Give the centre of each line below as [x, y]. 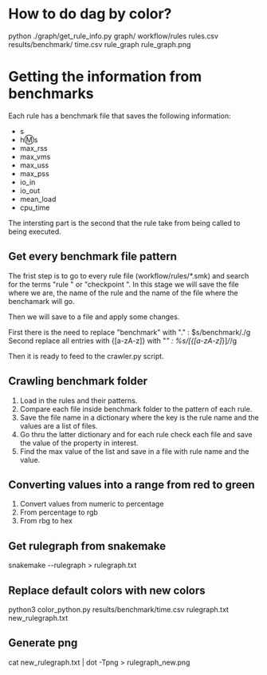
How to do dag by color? [90, 14]
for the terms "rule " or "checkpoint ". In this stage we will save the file [124, 284]
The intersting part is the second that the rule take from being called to [124, 223]
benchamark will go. [41, 301]
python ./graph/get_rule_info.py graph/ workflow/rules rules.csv [114, 36]
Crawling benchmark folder [78, 381]
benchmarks [51, 94]
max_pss [34, 173]
